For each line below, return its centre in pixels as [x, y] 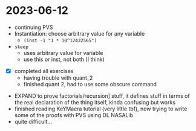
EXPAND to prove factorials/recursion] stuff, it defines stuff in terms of [102, 96]
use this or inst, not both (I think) [64, 59]
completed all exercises [44, 71]
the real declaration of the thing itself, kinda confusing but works [95, 102]
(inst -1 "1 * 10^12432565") [60, 40]
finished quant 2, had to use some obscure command [90, 84]
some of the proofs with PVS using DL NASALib [74, 115]
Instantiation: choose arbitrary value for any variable [80, 33]
